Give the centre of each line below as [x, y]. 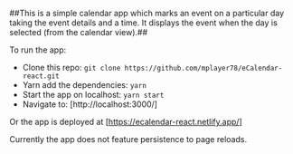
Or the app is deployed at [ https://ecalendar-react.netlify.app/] [126, 122]
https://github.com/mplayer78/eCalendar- [203, 68]
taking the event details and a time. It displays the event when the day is [143, 23]
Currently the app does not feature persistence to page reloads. [128, 139]
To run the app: [38, 50]
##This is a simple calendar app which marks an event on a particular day [147, 13]
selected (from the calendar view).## [79, 32]
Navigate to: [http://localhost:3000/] [90, 104]
